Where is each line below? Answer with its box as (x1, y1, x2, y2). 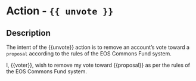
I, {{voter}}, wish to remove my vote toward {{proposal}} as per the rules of (6, 61, 191, 68)
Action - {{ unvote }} (6, 4, 114, 18)
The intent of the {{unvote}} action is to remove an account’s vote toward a (6, 43, 189, 51)
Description (6, 28, 51, 38)
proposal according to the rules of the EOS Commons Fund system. (6, 50, 172, 57)
